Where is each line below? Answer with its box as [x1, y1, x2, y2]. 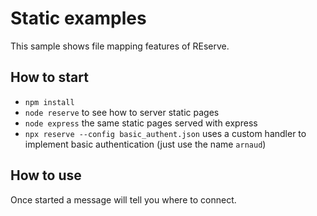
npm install [24, 97, 75, 107]
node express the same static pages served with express [24, 117, 258, 129]
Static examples [10, 7, 147, 30]
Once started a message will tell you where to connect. [10, 193, 237, 206]
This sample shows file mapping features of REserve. [10, 40, 230, 52]
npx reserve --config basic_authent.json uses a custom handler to [24, 127, 307, 139]
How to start [10, 69, 89, 86]
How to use [10, 167, 82, 184]
